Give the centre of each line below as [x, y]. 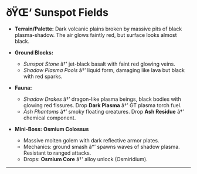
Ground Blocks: [34, 52]
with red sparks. [43, 76]
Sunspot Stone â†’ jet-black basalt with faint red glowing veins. [99, 64]
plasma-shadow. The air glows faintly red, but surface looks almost [96, 35]
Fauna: [23, 87]
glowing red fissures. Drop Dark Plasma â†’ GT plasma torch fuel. [102, 105]
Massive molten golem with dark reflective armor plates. [91, 140]
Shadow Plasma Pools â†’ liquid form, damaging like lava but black [104, 70]
